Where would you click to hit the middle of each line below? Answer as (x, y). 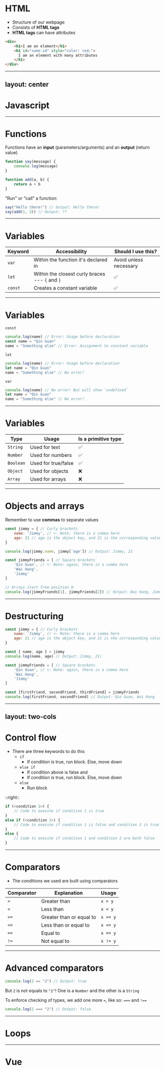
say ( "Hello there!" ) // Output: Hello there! (52, 207)
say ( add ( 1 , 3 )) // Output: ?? (36, 212)
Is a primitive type (100, 439)
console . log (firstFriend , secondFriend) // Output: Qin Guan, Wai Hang (80, 697)
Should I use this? (136, 252)
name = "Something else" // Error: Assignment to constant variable (77, 346)
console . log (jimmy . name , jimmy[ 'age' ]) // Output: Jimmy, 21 (69, 551)
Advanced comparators (55, 968)
